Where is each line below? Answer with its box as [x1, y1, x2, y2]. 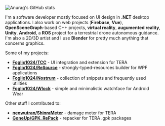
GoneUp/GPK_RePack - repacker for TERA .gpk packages [12, 115, 132, 121]
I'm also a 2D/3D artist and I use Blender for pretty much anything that [5, 35, 149, 41]
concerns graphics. [5, 40, 45, 46]
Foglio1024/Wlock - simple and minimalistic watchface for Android [12, 86, 149, 91]
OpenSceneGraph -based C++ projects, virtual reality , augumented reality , [5, 25, 161, 31]
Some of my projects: [5, 50, 49, 56]
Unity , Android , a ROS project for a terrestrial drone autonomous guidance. [5, 30, 159, 35]
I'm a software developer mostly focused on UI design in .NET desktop [5, 14, 150, 20]
